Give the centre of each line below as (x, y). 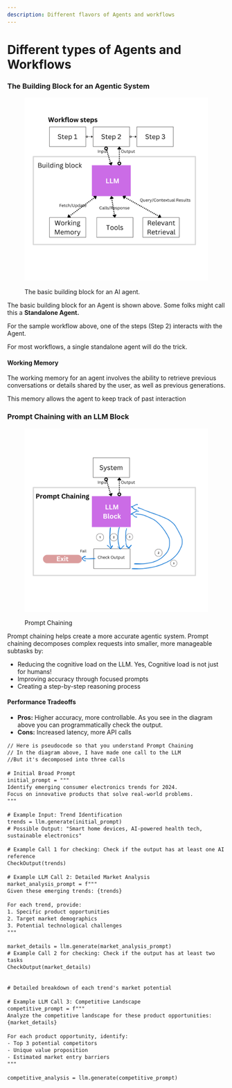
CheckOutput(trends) (37, 863)
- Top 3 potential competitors (52, 1043)
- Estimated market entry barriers (59, 1057)
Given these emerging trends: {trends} (65, 891)
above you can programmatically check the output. (90, 725)
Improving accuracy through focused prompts (83, 679)
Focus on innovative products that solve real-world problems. (100, 794)
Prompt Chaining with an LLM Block (68, 417)
